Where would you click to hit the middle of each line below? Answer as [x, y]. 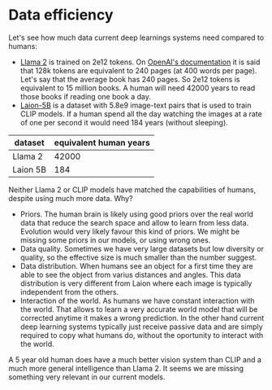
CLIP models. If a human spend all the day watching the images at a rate [141, 114]
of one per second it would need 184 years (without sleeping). [124, 122]
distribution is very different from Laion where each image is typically [136, 283]
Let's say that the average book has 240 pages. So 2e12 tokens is [130, 79]
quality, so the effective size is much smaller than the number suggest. [138, 257]
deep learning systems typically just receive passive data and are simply [141, 326]
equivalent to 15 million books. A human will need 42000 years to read [138, 88]
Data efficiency [61, 15]
